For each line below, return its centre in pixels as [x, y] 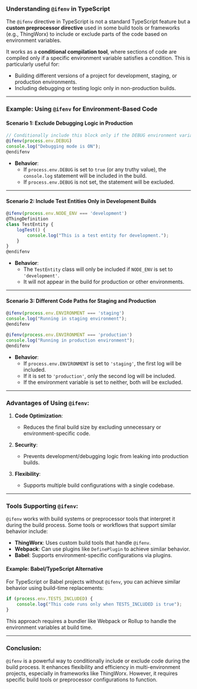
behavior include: [27, 531]
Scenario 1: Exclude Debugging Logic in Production [69, 123]
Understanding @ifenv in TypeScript [58, 9]
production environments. [46, 82]
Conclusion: [24, 648]
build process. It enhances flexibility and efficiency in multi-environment [93, 667]
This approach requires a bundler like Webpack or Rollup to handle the [91, 621]
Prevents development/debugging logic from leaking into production [106, 456]
